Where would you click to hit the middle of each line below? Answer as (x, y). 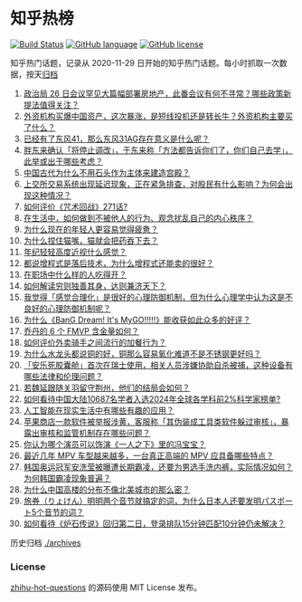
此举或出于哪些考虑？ (63, 161)
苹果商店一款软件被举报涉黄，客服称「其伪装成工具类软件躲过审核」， (152, 421)
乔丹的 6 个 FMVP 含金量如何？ (81, 330)
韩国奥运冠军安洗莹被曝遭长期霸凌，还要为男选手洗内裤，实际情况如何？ (158, 466)
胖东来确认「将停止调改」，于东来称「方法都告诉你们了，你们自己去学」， (158, 149)
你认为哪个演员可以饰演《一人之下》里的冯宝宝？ (114, 444)
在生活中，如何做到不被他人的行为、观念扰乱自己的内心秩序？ (138, 217)
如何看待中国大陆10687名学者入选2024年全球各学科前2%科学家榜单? (152, 398)
